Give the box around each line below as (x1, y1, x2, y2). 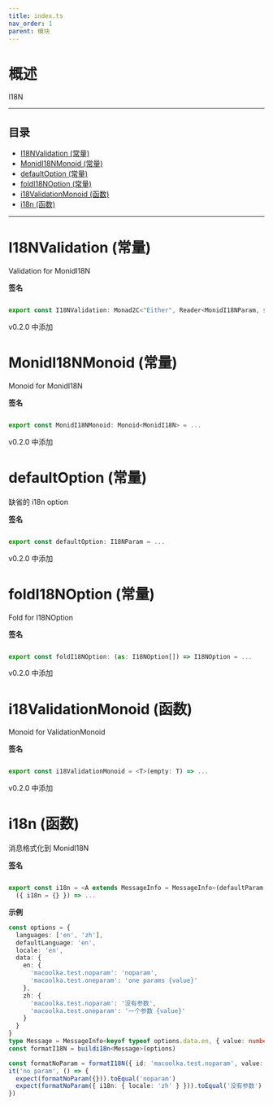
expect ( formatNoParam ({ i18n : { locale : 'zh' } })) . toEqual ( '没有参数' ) (15, 1082, 262, 1090)
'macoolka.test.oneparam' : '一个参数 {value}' (29, 1006, 186, 1015)
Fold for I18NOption (8, 612, 73, 622)
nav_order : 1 (8, 20, 53, 28)
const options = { (8, 923, 71, 932)
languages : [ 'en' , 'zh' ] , (15, 931, 104, 939)
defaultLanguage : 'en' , (15, 938, 96, 947)
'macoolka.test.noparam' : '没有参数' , (29, 999, 157, 1007)
